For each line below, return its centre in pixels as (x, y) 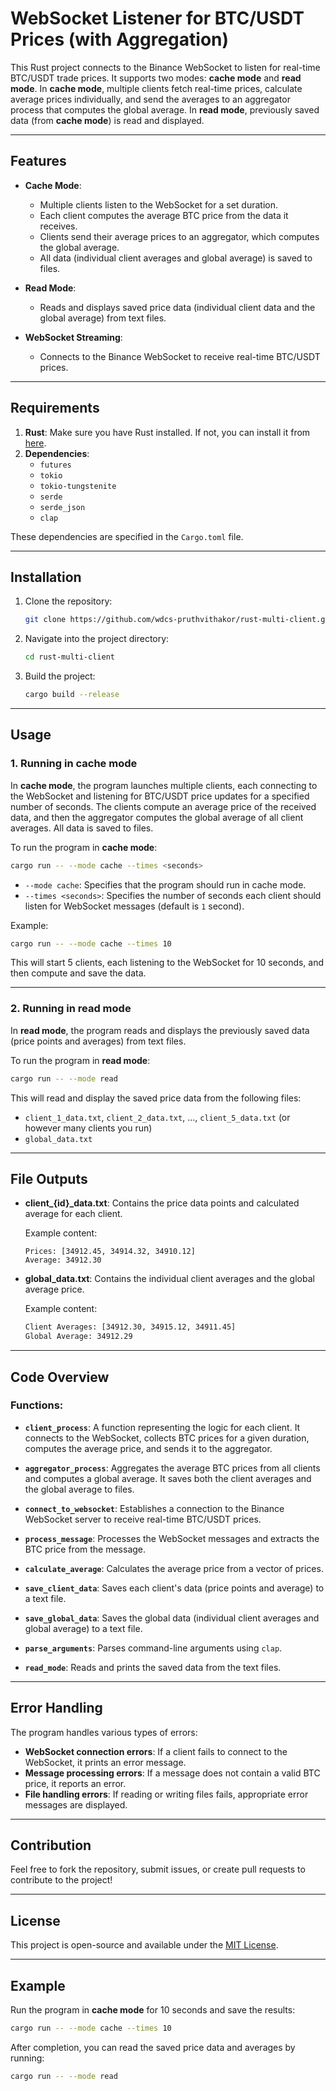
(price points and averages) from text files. (98, 1041)
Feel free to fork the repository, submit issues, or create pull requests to (158, 1869)
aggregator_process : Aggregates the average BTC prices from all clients (172, 1468)
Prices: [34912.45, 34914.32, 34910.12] (110, 1252)
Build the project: (60, 676)
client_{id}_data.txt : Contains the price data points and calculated (162, 1203)
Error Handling (56, 1708)
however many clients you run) (88, 1128)
